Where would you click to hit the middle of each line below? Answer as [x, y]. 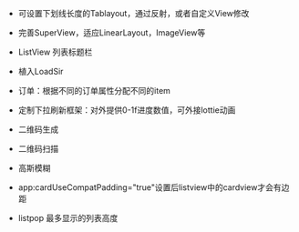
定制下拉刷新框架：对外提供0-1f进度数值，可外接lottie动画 [127, 110]
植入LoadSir [41, 71]
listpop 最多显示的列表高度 [68, 218]
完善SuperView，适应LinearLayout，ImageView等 [112, 33]
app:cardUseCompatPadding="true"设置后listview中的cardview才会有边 [154, 187]
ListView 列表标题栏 [55, 52]
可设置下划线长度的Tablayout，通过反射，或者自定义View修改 [134, 13]
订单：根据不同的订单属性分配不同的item [94, 91]
